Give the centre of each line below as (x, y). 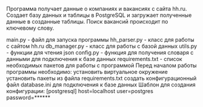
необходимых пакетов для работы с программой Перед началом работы (101, 65)
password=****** (28, 97)
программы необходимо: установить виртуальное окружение (87, 72)
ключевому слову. (30, 28)
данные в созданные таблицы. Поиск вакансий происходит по (87, 21)
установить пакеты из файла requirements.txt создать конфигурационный (101, 78)
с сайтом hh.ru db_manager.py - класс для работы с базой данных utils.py (102, 46)
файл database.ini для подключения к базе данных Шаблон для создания (101, 85)
